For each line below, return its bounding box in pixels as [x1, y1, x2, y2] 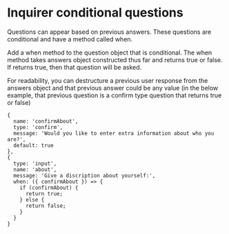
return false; [25, 202, 67, 209]
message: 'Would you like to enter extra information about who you [13, 130, 215, 137]
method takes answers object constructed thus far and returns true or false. [7, 55, 223, 64]
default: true [13, 142, 54, 149]
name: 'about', [13, 166, 57, 173]
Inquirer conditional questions [7, 5, 184, 21]
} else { [19, 196, 45, 203]
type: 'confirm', [13, 124, 63, 130]
